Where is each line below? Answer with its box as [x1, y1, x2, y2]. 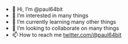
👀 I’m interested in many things [11, 12, 89, 19]
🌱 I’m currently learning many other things [11, 18, 116, 25]
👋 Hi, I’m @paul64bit [11, 6, 63, 12]
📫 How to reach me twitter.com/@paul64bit [11, 32, 122, 38]
